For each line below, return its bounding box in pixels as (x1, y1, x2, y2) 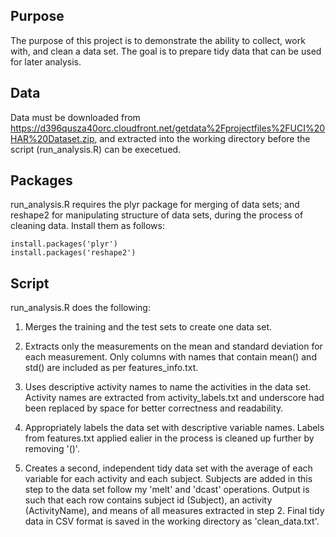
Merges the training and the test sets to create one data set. (24, 321, 272, 333)
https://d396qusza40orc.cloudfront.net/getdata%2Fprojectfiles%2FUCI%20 (10, 122, 326, 134)
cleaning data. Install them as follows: (10, 220, 165, 232)
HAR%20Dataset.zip (10, 132, 95, 144)
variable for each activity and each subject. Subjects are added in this (24, 473, 313, 485)
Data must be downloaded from (10, 111, 141, 123)
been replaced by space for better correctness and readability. (24, 402, 284, 414)
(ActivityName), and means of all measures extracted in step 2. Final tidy (24, 505, 325, 517)
